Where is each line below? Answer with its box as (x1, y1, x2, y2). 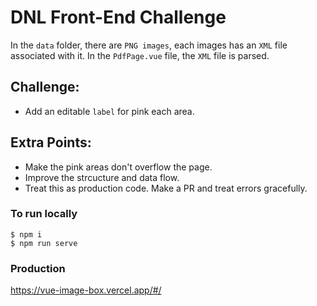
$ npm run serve (10, 238, 78, 248)
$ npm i (10, 229, 43, 240)
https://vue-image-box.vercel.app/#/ (10, 284, 162, 296)
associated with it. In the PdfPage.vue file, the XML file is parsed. (10, 49, 270, 61)
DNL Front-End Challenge (10, 6, 227, 29)
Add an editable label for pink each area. (24, 105, 195, 117)
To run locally (10, 207, 78, 221)
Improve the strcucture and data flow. (24, 171, 180, 183)
